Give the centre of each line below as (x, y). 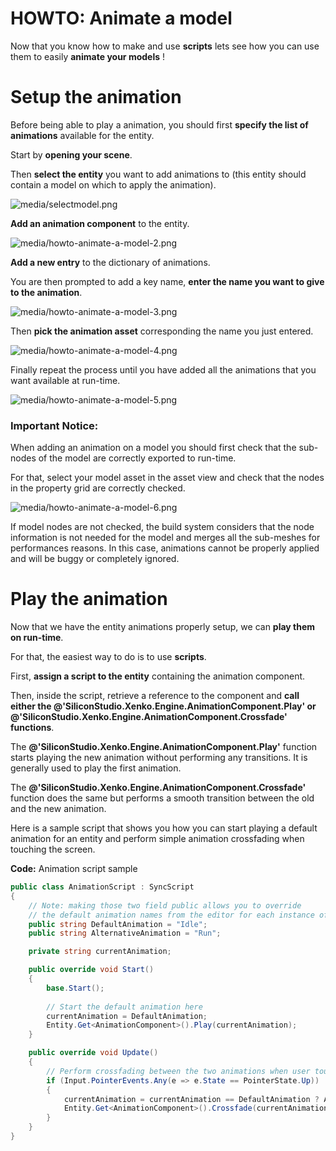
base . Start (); (75, 988)
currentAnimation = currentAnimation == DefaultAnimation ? (191, 1099)
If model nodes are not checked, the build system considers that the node (162, 527)
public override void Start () (91, 970)
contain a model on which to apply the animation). (113, 184)
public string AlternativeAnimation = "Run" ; (125, 933)
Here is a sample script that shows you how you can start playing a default (164, 828)
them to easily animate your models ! (88, 56)
